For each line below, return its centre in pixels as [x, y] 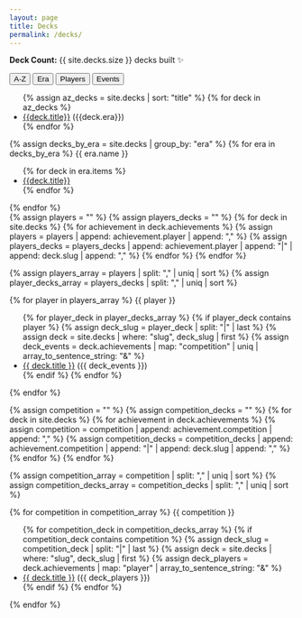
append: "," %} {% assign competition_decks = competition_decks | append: [151, 439]
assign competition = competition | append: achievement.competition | [141, 429]
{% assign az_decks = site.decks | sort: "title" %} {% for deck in [142, 98]
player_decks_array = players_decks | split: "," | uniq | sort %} [124, 283]
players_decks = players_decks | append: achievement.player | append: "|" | [151, 246]
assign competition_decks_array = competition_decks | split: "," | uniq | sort [149, 485]
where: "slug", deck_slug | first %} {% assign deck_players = [135, 558]
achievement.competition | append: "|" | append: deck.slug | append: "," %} [150, 448]
